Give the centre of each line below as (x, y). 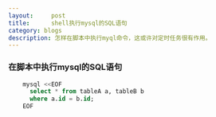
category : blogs (35, 30)
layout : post (37, 16)
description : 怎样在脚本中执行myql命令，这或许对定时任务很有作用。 (110, 38)
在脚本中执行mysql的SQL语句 (65, 67)
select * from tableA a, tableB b (87, 92)
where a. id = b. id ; (61, 99)
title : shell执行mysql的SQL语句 (68, 23)
